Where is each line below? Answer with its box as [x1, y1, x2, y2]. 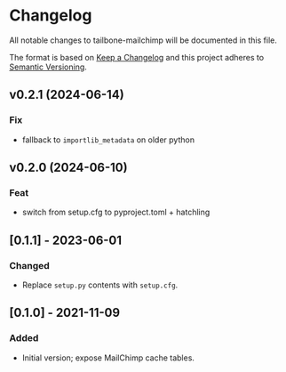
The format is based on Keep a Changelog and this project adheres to [9, 52, 265, 62]
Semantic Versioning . [9, 61, 87, 72]
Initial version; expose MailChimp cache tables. [21, 352, 195, 363]
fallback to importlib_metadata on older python [21, 134, 195, 145]
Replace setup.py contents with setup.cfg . [21, 279, 179, 290]
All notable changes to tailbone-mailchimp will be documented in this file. [9, 35, 277, 45]
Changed [9, 259, 51, 271]
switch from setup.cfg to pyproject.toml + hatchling [21, 206, 211, 218]
